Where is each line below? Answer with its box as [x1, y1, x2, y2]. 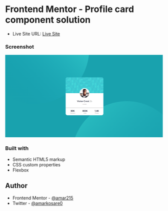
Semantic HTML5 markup [12, 156, 65, 162]
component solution [5, 14, 91, 26]
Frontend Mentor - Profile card [5, 4, 134, 15]
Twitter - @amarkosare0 [12, 200, 63, 206]
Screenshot [5, 43, 34, 50]
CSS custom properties [12, 161, 61, 167]
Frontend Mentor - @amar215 [12, 194, 73, 201]
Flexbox [12, 167, 29, 173]
